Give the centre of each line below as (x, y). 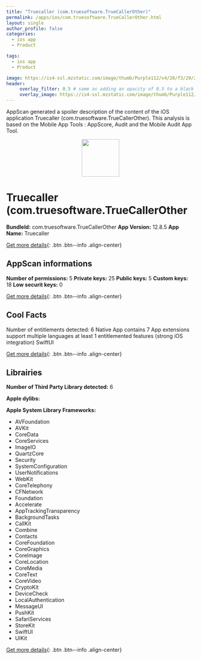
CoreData (27, 434)
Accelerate (28, 504)
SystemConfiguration (41, 466)
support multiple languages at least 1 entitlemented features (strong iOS (95, 335)
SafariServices (33, 619)
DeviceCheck (31, 594)
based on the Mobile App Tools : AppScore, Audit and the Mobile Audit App (99, 124)
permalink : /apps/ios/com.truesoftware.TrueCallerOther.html (84, 17)
